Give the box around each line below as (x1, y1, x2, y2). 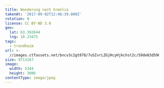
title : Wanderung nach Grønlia (5, 7, 69, 12)
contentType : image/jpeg (5, 75, 56, 80)
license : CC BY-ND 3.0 (5, 21, 51, 26)
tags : (5, 39, 16, 44)
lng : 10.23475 (9, 35, 38, 40)
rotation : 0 (5, 16, 29, 21)
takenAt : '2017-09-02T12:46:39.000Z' (5, 12, 82, 17)
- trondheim (9, 44, 34, 48)
